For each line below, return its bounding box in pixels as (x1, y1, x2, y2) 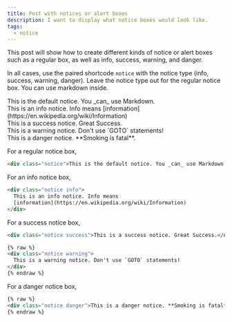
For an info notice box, (7, 173, 71, 182)
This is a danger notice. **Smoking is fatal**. (7, 134, 136, 142)
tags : (7, 23, 23, 30)
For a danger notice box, (7, 282, 77, 290)
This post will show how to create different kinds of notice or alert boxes (7, 48, 213, 57)
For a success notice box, (7, 218, 81, 227)
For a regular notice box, (7, 147, 77, 155)
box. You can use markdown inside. (7, 84, 108, 92)
